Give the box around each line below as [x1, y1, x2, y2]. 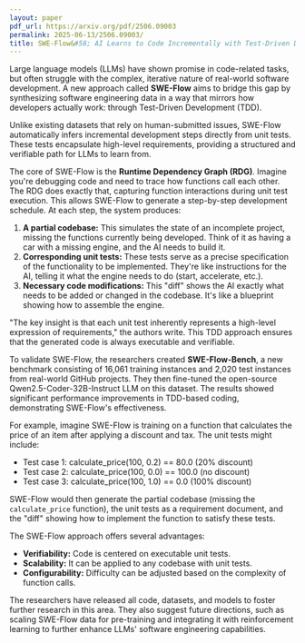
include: [9, 440, 40, 450]
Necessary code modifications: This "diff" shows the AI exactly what [22, 281, 284, 292]
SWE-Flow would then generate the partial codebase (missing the [9, 494, 256, 505]
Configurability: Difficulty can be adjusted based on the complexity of [22, 568, 287, 579]
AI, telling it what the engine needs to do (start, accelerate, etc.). [22, 271, 263, 282]
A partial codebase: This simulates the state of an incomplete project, [22, 223, 286, 233]
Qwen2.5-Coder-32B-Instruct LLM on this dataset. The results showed [9, 383, 274, 394]
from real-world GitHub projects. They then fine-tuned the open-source [9, 373, 278, 384]
